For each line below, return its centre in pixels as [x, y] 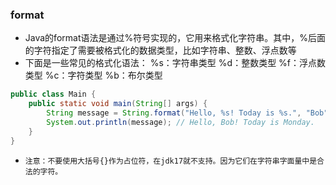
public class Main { [53, 94]
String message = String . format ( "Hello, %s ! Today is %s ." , [174, 113]
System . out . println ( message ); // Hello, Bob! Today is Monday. [180, 122]
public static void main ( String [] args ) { [118, 104]
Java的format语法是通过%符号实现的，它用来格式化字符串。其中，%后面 [175, 38]
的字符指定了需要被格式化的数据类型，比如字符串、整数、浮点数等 [160, 50]
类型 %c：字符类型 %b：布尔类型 [93, 75]
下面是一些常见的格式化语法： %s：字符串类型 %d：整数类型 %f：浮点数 [175, 63]
